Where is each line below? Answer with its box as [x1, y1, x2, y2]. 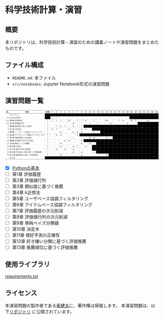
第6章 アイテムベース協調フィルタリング [12, 201, 93, 207]
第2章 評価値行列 [12, 177, 46, 183]
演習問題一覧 [5, 97, 44, 105]
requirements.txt [5, 274, 39, 279]
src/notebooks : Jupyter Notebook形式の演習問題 [12, 81, 110, 87]
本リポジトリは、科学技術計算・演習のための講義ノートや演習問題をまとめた [5, 40, 159, 45]
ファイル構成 [5, 61, 44, 69]
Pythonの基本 [12, 165, 40, 171]
